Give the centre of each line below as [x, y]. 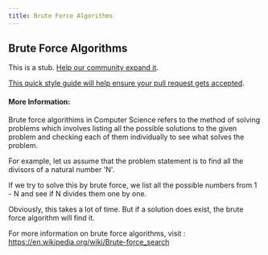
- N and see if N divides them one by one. [78, 193]
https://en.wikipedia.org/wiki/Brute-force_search [89, 241]
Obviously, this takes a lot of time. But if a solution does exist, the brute [126, 209]
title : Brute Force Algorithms [61, 16]
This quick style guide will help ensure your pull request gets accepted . [127, 83]
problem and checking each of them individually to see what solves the [126, 137]
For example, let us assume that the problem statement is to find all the [126, 161]
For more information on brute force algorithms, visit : [97, 233]
